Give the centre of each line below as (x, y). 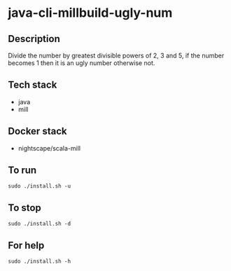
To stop (24, 208)
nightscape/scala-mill (49, 148)
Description (34, 39)
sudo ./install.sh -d (40, 224)
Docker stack (37, 131)
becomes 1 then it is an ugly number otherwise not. (82, 63)
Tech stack (33, 85)
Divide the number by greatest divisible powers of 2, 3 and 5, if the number (116, 55)
